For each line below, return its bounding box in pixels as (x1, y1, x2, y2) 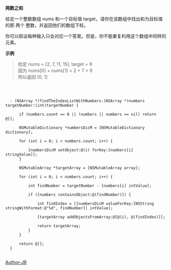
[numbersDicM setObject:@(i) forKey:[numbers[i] (28, 148, 134, 153)
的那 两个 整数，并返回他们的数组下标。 (5, 22, 88, 28)
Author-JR (5, 259, 27, 265)
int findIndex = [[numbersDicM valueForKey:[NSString (37, 201, 154, 206)
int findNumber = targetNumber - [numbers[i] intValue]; (28, 183, 152, 188)
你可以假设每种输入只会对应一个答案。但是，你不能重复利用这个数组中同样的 (5, 33, 166, 39)
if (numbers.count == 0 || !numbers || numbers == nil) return (18, 112, 157, 117)
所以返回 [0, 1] (17, 74, 48, 80)
